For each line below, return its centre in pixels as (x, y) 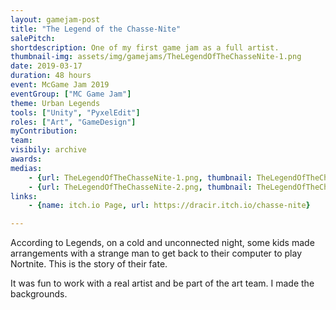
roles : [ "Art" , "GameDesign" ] (73, 122)
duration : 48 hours (51, 76)
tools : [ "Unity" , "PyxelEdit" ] (75, 112)
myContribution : (44, 131)
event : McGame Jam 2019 (60, 85)
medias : (26, 168)
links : (24, 196)
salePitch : (33, 38)
